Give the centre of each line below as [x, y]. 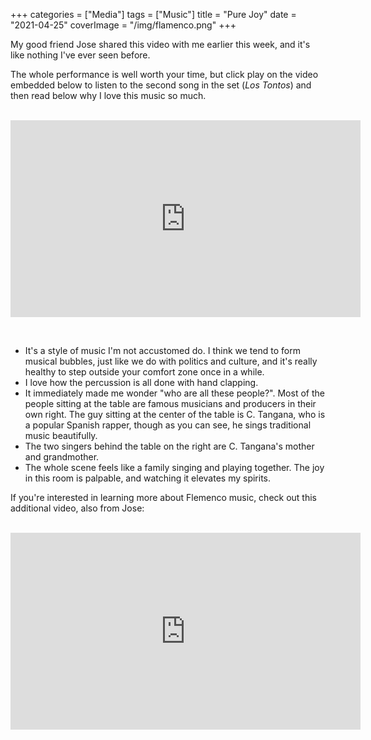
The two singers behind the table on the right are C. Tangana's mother [169, 446]
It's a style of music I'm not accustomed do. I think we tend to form [162, 350]
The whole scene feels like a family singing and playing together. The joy [174, 467]
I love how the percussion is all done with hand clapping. [141, 382]
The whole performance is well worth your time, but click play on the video [164, 74]
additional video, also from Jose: [77, 508]
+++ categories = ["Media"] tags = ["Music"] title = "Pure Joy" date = [153, 14]
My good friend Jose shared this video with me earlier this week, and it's [160, 44]
